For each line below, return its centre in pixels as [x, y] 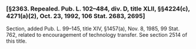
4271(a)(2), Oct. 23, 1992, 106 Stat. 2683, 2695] [76, 16]
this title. [16, 41]
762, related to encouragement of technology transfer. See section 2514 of [97, 35]
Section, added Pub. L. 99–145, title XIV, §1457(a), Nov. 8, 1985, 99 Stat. [93, 29]
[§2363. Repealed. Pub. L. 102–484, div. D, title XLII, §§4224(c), [98, 9]
